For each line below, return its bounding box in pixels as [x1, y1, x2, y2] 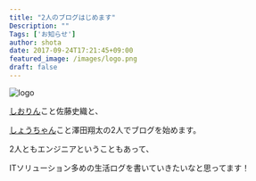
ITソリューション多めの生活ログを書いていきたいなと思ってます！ [9, 162, 250, 173]
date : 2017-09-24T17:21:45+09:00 [9, 46, 134, 55]
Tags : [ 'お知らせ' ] [9, 29, 76, 38]
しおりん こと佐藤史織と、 [9, 105, 103, 116]
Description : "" [9, 21, 70, 30]
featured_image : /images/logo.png [9, 54, 138, 63]
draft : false [9, 63, 58, 72]
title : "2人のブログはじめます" [9, 12, 116, 22]
